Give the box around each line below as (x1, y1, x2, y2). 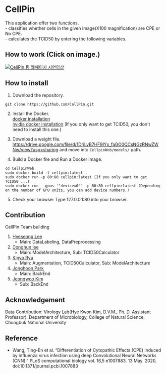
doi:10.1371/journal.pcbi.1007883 (12, 363, 78, 369)
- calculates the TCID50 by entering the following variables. (5, 36, 127, 42)
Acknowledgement (5, 295, 65, 304)
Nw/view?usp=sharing (12, 146, 58, 152)
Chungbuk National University (5, 320, 66, 326)
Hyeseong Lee (12, 234, 43, 240)
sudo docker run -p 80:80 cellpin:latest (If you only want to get (5, 174, 148, 180)
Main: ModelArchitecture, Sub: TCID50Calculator (19, 249, 120, 255)
